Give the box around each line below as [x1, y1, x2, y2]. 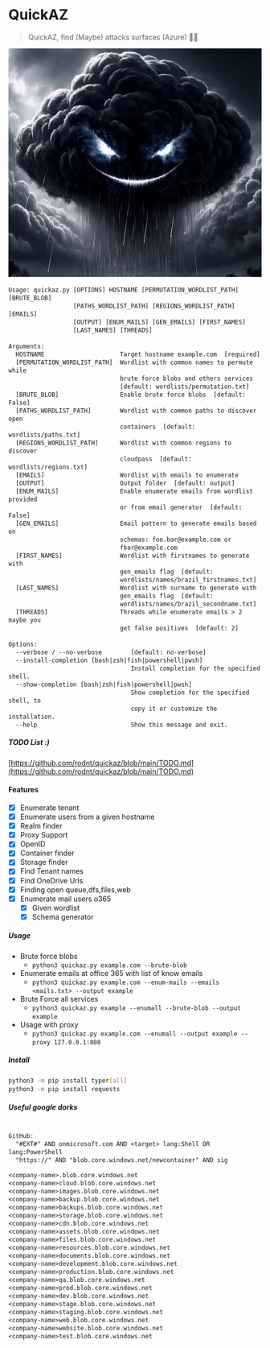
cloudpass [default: [119, 455, 193, 463]
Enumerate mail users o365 [19, 894, 112, 903]
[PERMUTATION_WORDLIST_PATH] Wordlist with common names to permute [15, 358, 253, 366]
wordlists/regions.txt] [8, 463, 88, 471]
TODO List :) [8, 738, 50, 747]
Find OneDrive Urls [19, 875, 84, 885]
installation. [8, 713, 56, 721]
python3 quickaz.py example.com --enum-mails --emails [31, 978, 219, 986]
